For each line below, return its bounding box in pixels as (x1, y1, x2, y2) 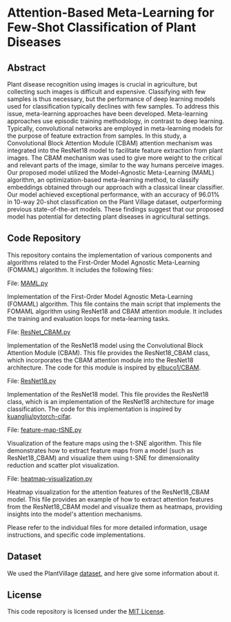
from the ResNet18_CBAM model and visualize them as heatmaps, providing (7, 502, 223, 511)
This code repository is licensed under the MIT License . (7, 607, 165, 616)
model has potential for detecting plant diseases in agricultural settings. (7, 212, 211, 221)
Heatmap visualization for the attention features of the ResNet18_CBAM (7, 488, 210, 496)
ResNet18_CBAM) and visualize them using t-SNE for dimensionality (7, 453, 200, 461)
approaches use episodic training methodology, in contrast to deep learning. (7, 117, 225, 125)
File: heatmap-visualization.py (7, 474, 93, 482)
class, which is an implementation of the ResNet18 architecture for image (7, 397, 214, 405)
